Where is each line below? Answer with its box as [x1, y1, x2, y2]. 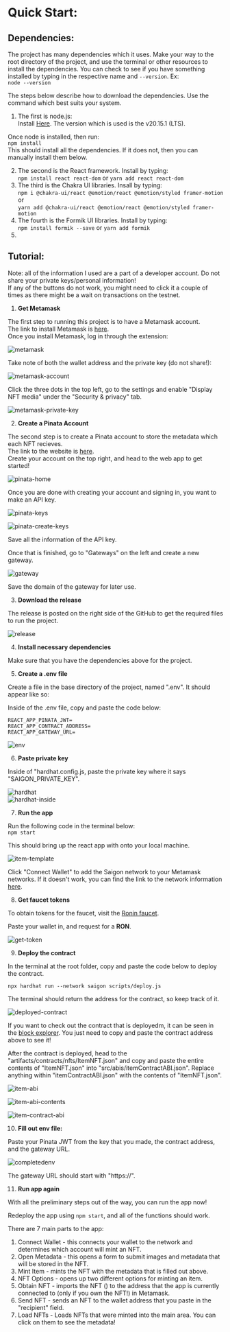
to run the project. [8, 616, 59, 624]
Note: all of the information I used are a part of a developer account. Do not [8, 269, 220, 277]
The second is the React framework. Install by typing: [17, 167, 168, 174]
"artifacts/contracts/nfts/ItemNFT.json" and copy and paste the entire [8, 1056, 204, 1064]
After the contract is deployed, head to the [8, 1049, 127, 1058]
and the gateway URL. [8, 1145, 71, 1153]
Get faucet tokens [17, 896, 71, 904]
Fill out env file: [17, 1124, 63, 1132]
